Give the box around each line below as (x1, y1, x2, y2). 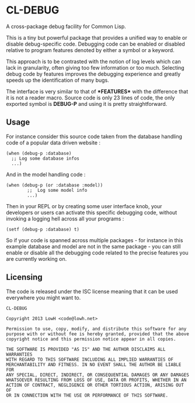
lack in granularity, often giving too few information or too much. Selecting (6, 64, 185, 71)
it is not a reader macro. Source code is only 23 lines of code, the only (6, 94, 175, 101)
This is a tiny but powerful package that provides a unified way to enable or (6, 34, 187, 41)
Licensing (6, 273, 43, 283)
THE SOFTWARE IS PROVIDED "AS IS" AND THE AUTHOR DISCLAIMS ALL (6, 346, 166, 352)
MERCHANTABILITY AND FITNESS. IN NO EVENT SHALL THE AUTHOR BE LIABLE (6, 361, 182, 367)
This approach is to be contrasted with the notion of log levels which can (6, 58, 181, 65)
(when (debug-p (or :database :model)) (6, 182, 103, 188)
